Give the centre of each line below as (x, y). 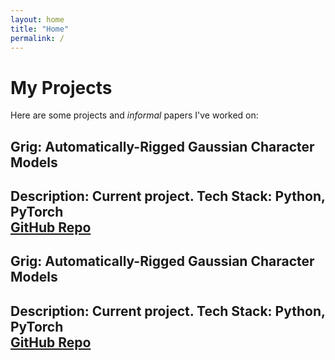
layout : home (37, 19)
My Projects (61, 87)
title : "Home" (40, 29)
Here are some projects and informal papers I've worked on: (134, 115)
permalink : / (37, 38)
